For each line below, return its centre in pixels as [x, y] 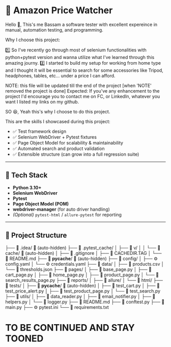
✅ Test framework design [39, 131]
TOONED [24, 338]
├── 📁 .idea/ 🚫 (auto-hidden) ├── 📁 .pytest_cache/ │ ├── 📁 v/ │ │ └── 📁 [83, 248]
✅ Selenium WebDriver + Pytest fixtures [54, 137]
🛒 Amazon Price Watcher [59, 10]
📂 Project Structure [36, 235]
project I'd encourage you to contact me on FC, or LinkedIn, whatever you [83, 96]
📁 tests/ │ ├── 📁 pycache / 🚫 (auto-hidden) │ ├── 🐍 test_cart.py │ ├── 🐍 [83, 285]
